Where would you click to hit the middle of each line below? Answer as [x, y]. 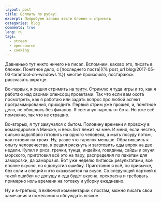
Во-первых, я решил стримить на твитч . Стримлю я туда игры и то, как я [80, 89]
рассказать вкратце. [26, 79]
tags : [10, 37]
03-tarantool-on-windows [31, 74]
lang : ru [14, 32]
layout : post [18, 9]
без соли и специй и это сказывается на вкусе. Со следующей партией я [81, 170]
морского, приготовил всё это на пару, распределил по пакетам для [76, 155]
